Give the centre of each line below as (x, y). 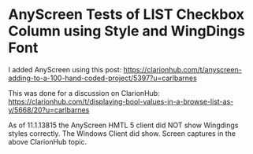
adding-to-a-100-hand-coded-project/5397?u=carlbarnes (102, 78)
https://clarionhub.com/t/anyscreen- (182, 69)
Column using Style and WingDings (127, 31)
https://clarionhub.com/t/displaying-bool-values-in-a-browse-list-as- (121, 101)
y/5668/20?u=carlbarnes (49, 110)
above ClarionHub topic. (48, 141)
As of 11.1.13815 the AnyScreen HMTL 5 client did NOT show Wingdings (123, 125)
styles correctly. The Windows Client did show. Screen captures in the (122, 133)
